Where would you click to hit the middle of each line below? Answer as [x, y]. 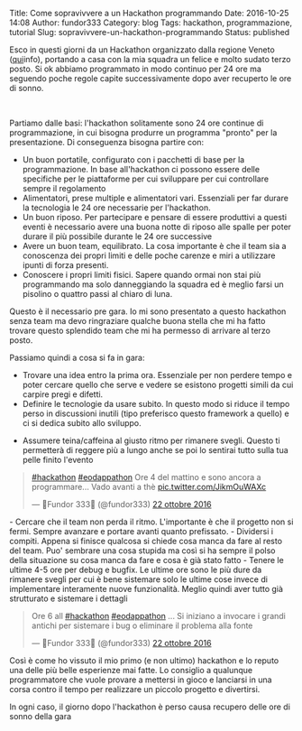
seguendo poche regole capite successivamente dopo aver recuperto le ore [151, 79]
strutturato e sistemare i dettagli [69, 598]
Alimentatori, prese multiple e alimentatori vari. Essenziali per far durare [155, 198]
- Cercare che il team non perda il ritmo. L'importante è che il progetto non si [151, 522]
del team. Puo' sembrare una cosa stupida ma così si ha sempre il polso [142, 551]
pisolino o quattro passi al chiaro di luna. [97, 294]
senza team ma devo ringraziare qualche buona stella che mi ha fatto [137, 321]
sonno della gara [41, 716]
